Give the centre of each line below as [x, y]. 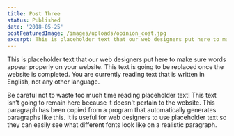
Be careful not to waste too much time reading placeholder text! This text [112, 96]
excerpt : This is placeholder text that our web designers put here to [113, 40]
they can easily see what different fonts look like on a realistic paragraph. [112, 125]
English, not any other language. [54, 82]
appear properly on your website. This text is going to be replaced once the [116, 67]
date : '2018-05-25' [36, 27]
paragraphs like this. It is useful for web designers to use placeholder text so [117, 118]
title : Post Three [34, 14]
